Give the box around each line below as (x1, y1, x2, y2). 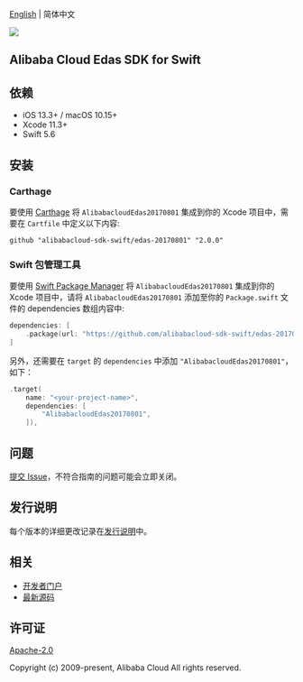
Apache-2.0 (9, 645, 54, 656)
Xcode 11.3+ (22, 119, 68, 130)
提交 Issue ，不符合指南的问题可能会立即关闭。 (9, 471, 182, 482)
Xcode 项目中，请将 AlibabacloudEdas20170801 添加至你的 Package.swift (9, 292, 279, 303)
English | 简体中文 (9, 9, 76, 19)
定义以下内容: (69, 217, 120, 228)
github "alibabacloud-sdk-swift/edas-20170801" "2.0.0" (9, 235, 224, 244)
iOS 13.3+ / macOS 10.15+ (22, 110, 118, 121)
